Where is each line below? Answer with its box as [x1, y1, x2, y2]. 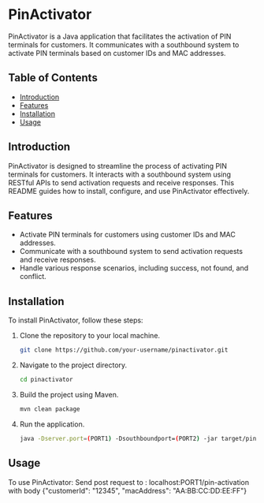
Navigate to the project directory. [19, 360, 128, 370]
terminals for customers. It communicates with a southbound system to [8, 39, 240, 49]
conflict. [19, 272, 47, 281]
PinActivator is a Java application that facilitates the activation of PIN [8, 32, 232, 41]
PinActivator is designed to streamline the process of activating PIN [8, 161, 227, 170]
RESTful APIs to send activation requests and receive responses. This [8, 177, 235, 187]
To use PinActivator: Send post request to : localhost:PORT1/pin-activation [8, 477, 250, 486]
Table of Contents [8, 71, 99, 84]
